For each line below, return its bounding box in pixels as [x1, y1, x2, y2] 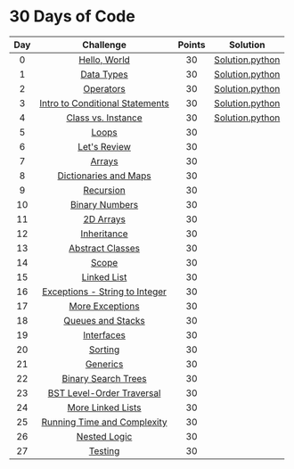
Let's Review [77, 140, 132, 152]
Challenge [82, 38, 127, 51]
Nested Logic [76, 430, 133, 442]
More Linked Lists [67, 401, 142, 414]
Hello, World [78, 53, 131, 66]
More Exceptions [69, 300, 140, 312]
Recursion [83, 184, 127, 196]
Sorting [88, 343, 120, 356]
